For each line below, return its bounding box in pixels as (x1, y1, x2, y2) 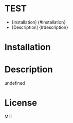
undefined (4, 80, 25, 86)
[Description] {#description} (11, 24, 69, 30)
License (4, 98, 37, 108)
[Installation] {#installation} (11, 19, 66, 25)
